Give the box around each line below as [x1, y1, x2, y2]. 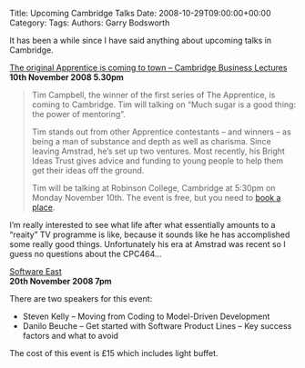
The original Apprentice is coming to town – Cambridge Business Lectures [9, 63, 288, 73]
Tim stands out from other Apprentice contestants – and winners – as [31, 126, 291, 137]
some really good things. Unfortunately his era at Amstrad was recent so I [9, 239, 286, 249]
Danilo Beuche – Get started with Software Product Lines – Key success [22, 321, 292, 331]
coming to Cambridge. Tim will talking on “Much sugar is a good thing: [31, 99, 297, 110]
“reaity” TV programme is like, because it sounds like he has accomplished [9, 229, 290, 240]
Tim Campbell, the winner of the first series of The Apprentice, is [31, 90, 276, 100]
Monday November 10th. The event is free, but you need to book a [31, 193, 281, 203]
